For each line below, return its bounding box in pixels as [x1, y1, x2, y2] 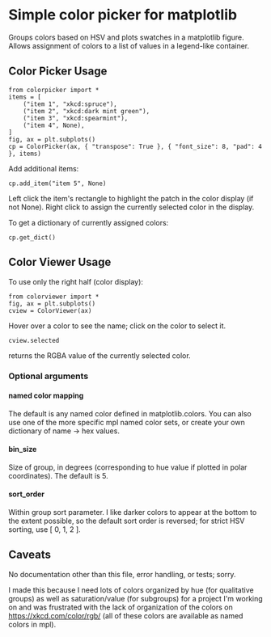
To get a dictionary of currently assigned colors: [8, 217, 169, 227]
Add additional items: [8, 163, 79, 173]
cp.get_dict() [8, 233, 57, 242]
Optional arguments [8, 370, 89, 382]
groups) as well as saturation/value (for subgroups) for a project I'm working [8, 593, 263, 603]
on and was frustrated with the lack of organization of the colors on [8, 602, 233, 612]
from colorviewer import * [8, 293, 100, 301]
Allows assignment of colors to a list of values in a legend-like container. [8, 40, 250, 50]
